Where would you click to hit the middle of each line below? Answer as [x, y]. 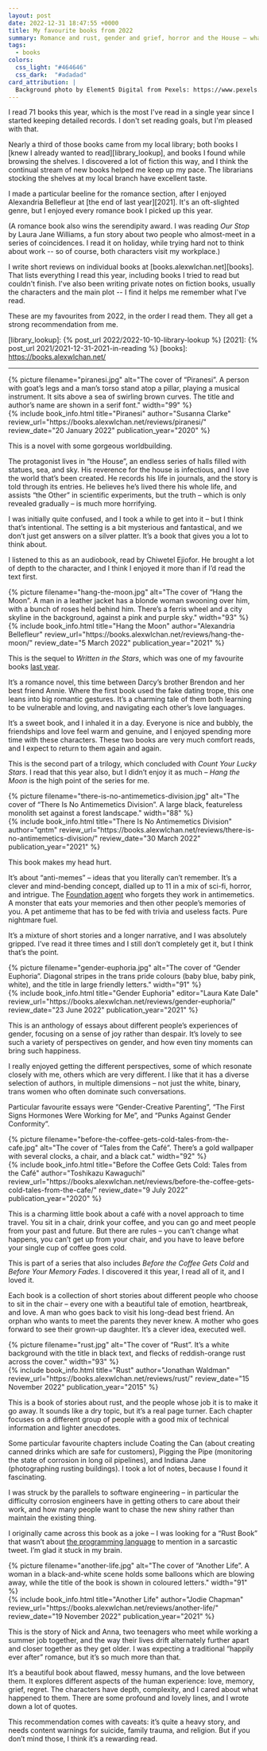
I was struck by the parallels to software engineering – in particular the [124, 1492]
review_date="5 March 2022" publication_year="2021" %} [130, 643]
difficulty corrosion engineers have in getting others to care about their [124, 1501]
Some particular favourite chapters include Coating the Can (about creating [132, 1443]
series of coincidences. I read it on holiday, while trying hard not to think [126, 243]
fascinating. [27, 1477]
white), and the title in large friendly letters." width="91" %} [105, 985]
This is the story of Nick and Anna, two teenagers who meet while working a [133, 1632]
